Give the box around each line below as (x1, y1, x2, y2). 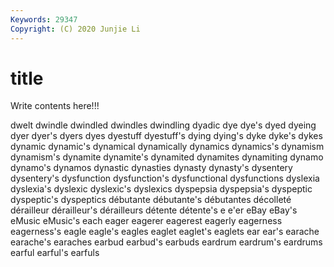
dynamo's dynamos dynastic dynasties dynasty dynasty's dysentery (10, 162, 293, 174)
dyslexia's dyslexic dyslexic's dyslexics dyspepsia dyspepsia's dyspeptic (10, 183, 313, 195)
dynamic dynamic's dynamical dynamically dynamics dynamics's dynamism (10, 141, 325, 153)
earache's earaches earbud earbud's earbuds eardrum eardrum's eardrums (10, 236, 323, 248)
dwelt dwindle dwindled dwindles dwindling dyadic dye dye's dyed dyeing (10, 119, 317, 131)
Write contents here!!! (10, 100, 100, 112)
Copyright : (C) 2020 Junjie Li (10, 24, 141, 34)
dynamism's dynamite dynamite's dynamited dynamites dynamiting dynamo (10, 151, 324, 163)
